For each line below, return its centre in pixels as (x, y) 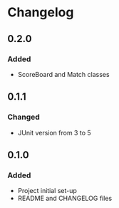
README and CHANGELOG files (65, 198)
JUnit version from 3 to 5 (54, 132)
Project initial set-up (47, 191)
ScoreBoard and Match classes (63, 74)
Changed (24, 117)
